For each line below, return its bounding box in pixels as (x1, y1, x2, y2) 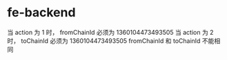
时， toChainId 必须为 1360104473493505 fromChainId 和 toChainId (7, 36, 201, 45)
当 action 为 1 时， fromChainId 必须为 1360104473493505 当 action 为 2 (7, 28, 214, 36)
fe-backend (7, 5, 76, 20)
